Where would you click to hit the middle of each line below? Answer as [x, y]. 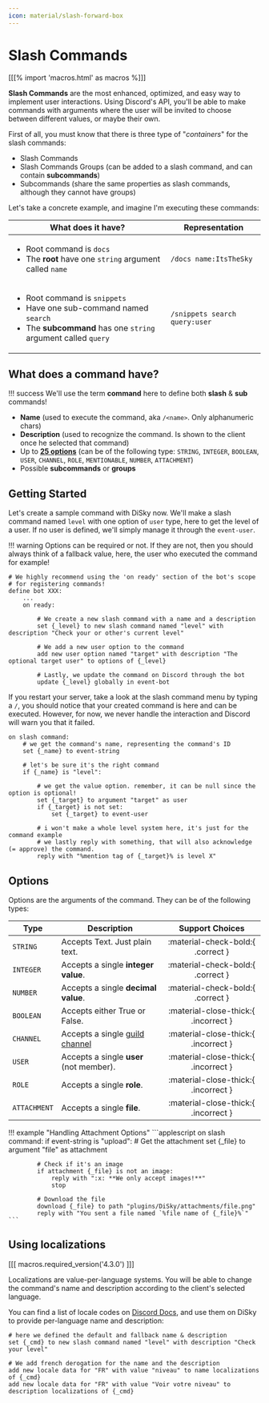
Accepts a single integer [108, 965]
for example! [29, 563]
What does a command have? [84, 374]
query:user [191, 322]
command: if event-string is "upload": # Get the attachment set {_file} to [127, 1141]
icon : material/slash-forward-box [66, 16]
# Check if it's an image [80, 1164]
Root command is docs [68, 249]
